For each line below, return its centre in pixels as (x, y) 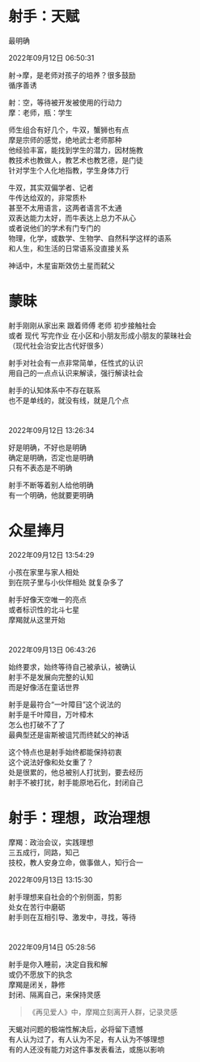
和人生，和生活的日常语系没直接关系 (69, 248)
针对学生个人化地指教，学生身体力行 (69, 170)
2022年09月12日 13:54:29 (51, 555)
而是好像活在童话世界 (44, 687)
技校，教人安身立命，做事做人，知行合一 (76, 863)
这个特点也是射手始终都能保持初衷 (65, 752)
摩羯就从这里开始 (37, 620)
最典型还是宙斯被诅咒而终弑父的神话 (69, 735)
